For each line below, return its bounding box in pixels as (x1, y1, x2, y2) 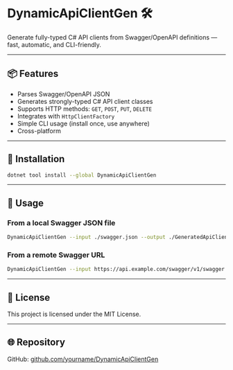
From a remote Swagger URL (7, 250, 105, 260)
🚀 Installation (7, 153, 65, 165)
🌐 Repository (7, 337, 66, 349)
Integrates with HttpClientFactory (17, 112, 115, 120)
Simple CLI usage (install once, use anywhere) (17, 119, 150, 127)
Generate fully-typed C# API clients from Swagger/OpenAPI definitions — (7, 33, 218, 42)
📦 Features (7, 68, 59, 80)
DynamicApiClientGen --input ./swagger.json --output (7, 234, 166, 241)
